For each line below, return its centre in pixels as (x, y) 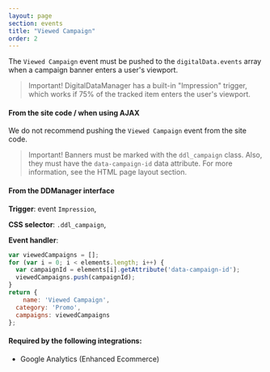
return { (23, 293)
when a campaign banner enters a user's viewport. (93, 70)
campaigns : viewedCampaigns (63, 315)
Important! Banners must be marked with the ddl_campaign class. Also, (145, 155)
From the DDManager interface (61, 191)
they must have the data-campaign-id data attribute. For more (130, 163)
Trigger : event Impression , (53, 209)
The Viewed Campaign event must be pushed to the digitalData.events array (135, 61)
